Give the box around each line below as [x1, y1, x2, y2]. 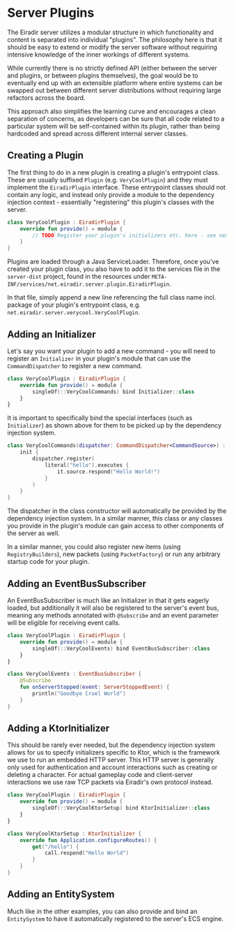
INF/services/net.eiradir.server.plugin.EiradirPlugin [7, 281, 170, 288]
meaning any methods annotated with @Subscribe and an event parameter [7, 611, 219, 619]
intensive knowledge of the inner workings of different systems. [7, 50, 190, 59]
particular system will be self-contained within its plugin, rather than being [7, 122, 221, 130]
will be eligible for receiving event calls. [7, 618, 120, 627]
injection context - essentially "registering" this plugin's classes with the [7, 198, 214, 206]
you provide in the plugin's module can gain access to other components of [7, 522, 224, 530]
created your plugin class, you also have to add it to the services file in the [7, 265, 221, 273]
